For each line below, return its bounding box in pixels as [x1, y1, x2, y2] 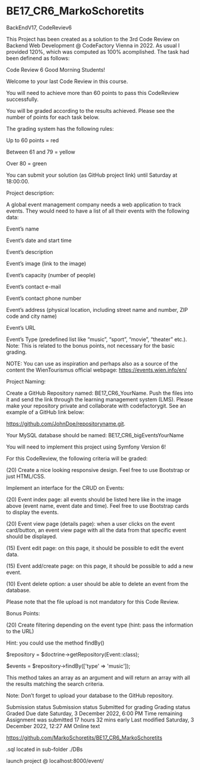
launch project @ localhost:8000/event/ [6, 757, 104, 764]
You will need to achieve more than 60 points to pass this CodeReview [6, 89, 179, 96]
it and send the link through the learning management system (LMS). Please [6, 395, 193, 403]
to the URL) [6, 627, 35, 634]
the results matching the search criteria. [6, 680, 104, 688]
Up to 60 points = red [6, 136, 59, 144]
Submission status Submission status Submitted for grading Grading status [6, 703, 191, 710]
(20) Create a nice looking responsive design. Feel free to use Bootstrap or [6, 466, 190, 473]
